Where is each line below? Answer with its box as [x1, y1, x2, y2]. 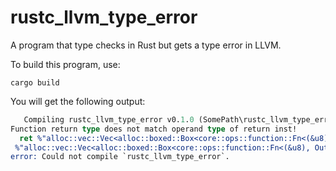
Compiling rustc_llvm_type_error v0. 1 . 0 [23, 114, 195, 125]
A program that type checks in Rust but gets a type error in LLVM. [10, 39, 282, 51]
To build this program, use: [10, 58, 121, 70]
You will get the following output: [10, 95, 146, 107]
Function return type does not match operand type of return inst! [10, 124, 298, 134]
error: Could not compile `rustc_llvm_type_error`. [10, 152, 230, 162]
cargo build [10, 77, 60, 88]
